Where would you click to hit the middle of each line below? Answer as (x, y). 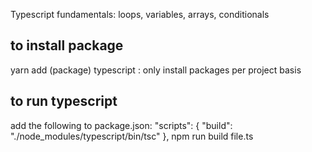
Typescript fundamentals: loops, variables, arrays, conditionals (140, 14)
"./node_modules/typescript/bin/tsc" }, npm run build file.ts (132, 136)
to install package (67, 45)
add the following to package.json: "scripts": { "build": (121, 125)
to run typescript (64, 101)
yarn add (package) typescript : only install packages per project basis (156, 70)
